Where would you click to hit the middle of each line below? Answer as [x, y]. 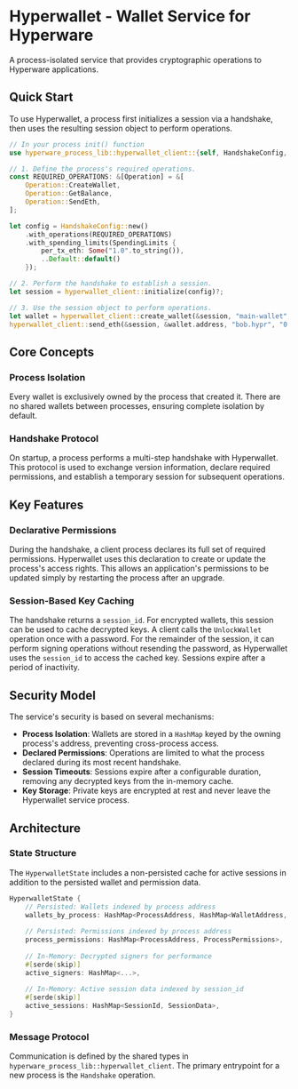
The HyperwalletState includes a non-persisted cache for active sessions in [148, 872]
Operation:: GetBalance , [69, 194]
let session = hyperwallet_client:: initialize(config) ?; [117, 292]
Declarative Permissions [63, 530]
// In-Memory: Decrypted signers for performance [119, 956]
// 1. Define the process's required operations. [103, 169]
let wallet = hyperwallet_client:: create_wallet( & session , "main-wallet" [149, 316]
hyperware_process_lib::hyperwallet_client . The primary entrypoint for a [145, 1066]
